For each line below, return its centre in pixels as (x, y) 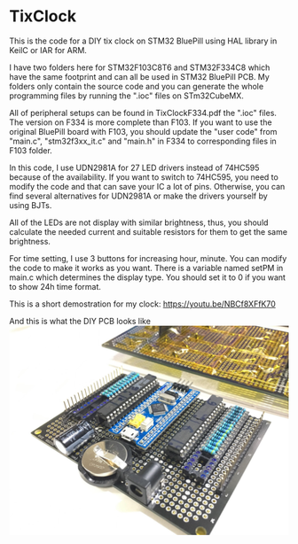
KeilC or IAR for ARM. (48, 50)
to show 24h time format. (55, 286)
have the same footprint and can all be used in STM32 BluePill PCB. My (140, 76)
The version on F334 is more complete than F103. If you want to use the (141, 122)
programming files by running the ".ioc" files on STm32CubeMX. (126, 96)
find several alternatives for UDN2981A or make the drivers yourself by (138, 196)
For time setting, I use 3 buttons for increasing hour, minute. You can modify (148, 258)
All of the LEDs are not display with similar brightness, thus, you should (139, 222)
